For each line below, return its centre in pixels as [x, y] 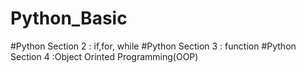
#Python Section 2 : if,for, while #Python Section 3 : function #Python [153, 46]
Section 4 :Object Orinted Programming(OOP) [104, 56]
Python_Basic [69, 18]
